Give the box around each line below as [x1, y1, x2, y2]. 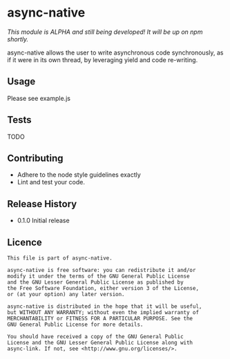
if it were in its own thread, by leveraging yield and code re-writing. [7, 55, 198, 64]
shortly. [7, 35, 29, 43]
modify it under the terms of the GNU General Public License [7, 273, 190, 280]
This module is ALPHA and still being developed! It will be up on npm [7, 28, 203, 36]
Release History [7, 198, 77, 210]
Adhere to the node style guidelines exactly [17, 171, 142, 179]
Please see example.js [7, 94, 71, 102]
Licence [7, 236, 43, 248]
